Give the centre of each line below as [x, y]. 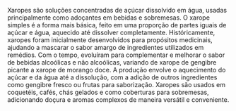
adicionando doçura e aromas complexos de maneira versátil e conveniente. [118, 100]
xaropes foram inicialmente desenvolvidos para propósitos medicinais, [110, 40]
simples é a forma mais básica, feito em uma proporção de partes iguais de [117, 25]
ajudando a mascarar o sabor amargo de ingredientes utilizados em [106, 47]
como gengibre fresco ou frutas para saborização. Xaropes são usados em [117, 85]
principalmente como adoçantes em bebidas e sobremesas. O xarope [109, 18]
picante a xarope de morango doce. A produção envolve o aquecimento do [117, 70]
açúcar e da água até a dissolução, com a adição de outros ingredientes [112, 77]
